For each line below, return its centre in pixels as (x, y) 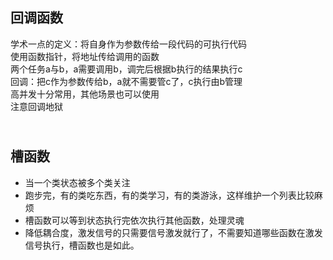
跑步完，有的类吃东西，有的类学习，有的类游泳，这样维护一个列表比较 (169, 195)
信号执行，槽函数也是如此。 (82, 245)
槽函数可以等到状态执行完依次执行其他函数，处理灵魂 (134, 220)
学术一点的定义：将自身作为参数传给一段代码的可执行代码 (128, 44)
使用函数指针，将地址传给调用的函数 (85, 56)
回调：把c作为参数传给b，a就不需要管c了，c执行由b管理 (126, 81)
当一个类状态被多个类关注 (77, 182)
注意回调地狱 (36, 106)
